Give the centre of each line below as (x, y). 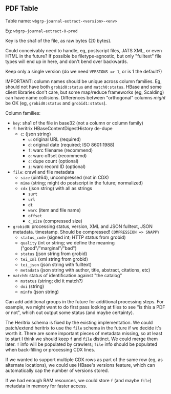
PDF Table (22, 8)
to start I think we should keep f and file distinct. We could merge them (81, 339)
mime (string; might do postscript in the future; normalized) (82, 183)
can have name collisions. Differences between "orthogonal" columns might (85, 97)
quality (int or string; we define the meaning (68, 242)
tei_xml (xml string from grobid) (54, 259)
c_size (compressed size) (55, 221)
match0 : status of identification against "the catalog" (67, 275)
